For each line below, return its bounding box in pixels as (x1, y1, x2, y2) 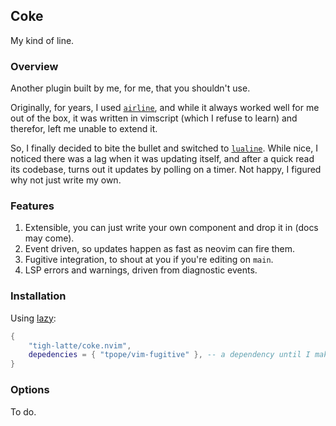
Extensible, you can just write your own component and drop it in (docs (24, 222, 319, 234)
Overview (10, 59, 59, 73)
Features (10, 199, 55, 213)
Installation (10, 289, 67, 303)
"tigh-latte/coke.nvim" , (28, 340, 132, 351)
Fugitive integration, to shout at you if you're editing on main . (24, 254, 274, 266)
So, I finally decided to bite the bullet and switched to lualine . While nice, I (10, 142, 318, 154)
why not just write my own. (10, 174, 122, 186)
